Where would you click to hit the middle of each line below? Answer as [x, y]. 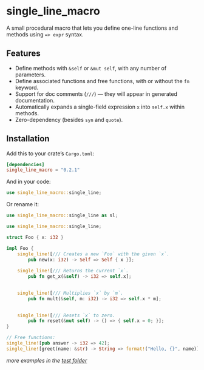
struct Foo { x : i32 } [35, 237]
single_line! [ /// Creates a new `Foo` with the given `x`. [93, 254]
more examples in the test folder [47, 360]
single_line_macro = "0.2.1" [43, 170]
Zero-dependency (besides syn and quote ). [69, 119]
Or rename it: [23, 204]
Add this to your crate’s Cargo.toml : [50, 153]
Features [23, 54]
